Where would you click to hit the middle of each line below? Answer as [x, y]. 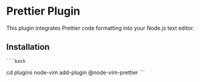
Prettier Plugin [43, 11]
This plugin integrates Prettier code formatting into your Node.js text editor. [100, 28]
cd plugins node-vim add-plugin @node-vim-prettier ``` [76, 72]
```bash [16, 61]
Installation [28, 47]
